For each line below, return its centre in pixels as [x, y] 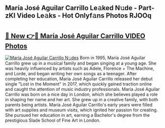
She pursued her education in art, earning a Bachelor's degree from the [77, 115]
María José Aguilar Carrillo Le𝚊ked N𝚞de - [71, 8]
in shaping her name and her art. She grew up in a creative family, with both [82, 99]
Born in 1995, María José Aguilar [113, 58]
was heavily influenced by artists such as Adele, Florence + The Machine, [80, 68]
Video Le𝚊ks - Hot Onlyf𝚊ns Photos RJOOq [84, 16]
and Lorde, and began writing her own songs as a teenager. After [71, 74]
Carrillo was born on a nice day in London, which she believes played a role [82, 94]
